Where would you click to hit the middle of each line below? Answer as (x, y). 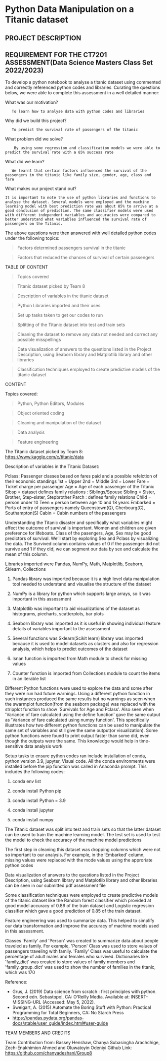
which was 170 (20, 972)
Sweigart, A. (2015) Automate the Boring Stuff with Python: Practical (82, 1007)
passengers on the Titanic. (34, 224)
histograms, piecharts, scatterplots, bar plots (58, 614)
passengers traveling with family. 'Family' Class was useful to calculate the (81, 951)
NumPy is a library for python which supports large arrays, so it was (81, 594)
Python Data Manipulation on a (70, 9)
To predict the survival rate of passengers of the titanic (75, 130)
